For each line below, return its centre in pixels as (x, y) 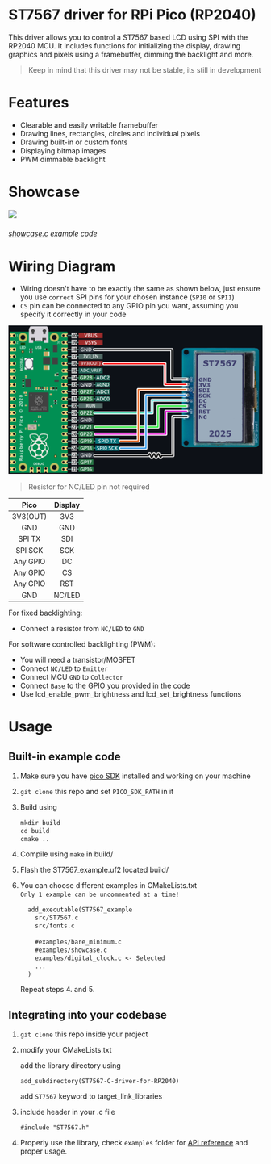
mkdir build (40, 823)
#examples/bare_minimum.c (79, 942)
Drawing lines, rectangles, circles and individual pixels (110, 133)
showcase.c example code (53, 234)
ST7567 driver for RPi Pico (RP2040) (132, 15)
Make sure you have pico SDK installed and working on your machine (135, 776)
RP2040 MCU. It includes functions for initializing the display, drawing (125, 45)
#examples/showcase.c (71, 950)
